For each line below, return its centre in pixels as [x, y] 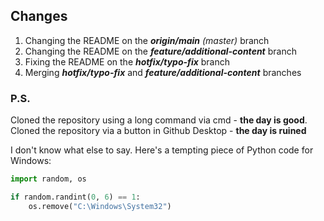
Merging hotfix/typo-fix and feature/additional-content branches [163, 72]
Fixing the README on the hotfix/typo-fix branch [127, 61]
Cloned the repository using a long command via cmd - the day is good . [159, 120]
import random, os [48, 179]
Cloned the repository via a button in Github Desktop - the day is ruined [158, 131]
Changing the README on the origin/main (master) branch [147, 40]
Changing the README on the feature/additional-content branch [160, 51]
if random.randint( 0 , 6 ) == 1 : [75, 197]
